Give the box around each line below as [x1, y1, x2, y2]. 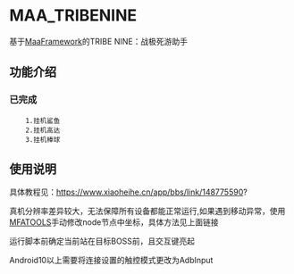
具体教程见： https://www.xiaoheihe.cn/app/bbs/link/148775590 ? [9, 187, 248, 197]
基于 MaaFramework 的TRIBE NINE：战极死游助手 [9, 36, 188, 46]
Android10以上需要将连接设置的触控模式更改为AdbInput [9, 255, 214, 266]
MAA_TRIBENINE [9, 5, 138, 26]
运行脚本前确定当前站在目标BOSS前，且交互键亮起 [9, 236, 195, 246]
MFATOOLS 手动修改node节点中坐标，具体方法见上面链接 [9, 217, 219, 228]
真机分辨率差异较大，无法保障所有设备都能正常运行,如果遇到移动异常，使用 [9, 206, 286, 217]
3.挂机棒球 [25, 135, 61, 144]
